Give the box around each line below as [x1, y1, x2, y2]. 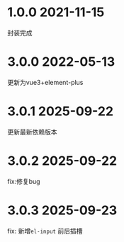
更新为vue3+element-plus [7, 78, 84, 86]
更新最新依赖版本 [7, 127, 57, 136]
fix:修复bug [7, 177, 40, 185]
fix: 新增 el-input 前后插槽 [7, 226, 83, 235]
